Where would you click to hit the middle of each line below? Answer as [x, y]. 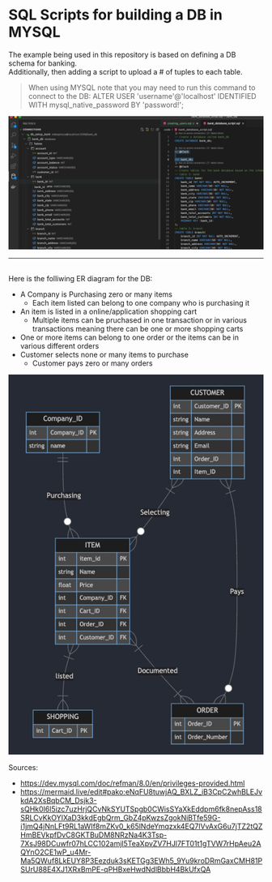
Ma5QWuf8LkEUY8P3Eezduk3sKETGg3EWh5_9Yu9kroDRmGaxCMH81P [141, 860]
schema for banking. [43, 63]
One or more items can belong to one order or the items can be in [129, 337]
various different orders [59, 345]
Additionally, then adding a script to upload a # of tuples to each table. [125, 71]
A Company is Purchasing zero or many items [96, 294]
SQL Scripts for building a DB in [115, 15]
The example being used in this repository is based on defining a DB [122, 54]
